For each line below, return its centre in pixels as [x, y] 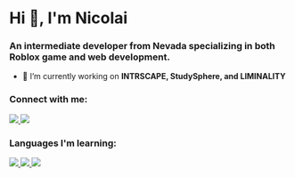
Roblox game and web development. [90, 57]
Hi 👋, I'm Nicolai [69, 18]
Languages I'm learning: [63, 143]
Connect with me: [49, 100]
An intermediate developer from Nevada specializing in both [142, 46]
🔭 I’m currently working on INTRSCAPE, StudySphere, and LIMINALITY [154, 76]
